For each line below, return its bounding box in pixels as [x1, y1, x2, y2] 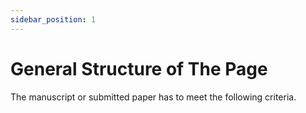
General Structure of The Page [10, 57, 268, 80]
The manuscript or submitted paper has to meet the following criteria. [10, 91, 297, 103]
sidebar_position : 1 [10, 14, 97, 25]
